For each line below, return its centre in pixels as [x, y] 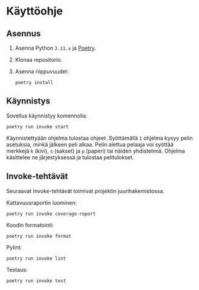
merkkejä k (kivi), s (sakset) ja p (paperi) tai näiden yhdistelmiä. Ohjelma [96, 151]
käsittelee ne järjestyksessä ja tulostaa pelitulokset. [70, 157]
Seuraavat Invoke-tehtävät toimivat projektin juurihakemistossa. [85, 191]
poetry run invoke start [38, 127]
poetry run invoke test [36, 281]
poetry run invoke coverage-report [51, 214]
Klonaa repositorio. [38, 60]
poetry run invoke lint [36, 259]
